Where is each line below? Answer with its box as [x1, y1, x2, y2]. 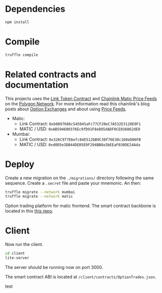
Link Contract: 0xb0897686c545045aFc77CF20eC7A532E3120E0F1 [19, 121, 141, 126]
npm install [5, 20, 29, 24]
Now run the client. [5, 242, 43, 247]
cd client [5, 251, 25, 256]
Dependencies [5, 3, 65, 15]
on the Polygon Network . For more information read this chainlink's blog [5, 100, 150, 106]
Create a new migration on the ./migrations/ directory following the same [5, 175, 154, 181]
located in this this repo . [5, 208, 54, 214]
